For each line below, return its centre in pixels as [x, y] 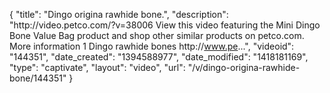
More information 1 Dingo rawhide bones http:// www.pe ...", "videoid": [152, 46]
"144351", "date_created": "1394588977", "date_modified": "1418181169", [159, 57]
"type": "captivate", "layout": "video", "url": [97, 67]
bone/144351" [38, 78]
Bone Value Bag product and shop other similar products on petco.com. [157, 35]
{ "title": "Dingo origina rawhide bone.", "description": [119, 14]
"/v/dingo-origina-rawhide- [244, 67]
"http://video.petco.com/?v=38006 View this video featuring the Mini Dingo [165, 25]
